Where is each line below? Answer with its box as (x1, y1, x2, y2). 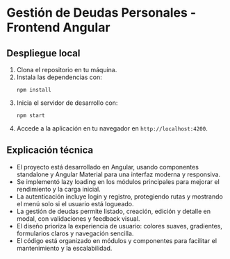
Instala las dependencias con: (16, 73, 102, 81)
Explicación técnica (6, 144, 94, 156)
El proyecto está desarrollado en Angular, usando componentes (16, 162, 199, 171)
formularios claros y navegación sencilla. (16, 229, 134, 237)
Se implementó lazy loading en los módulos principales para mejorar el (16, 177, 220, 185)
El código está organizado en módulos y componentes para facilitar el (16, 236, 217, 244)
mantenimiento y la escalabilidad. (16, 244, 113, 252)
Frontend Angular (6, 19, 110, 35)
